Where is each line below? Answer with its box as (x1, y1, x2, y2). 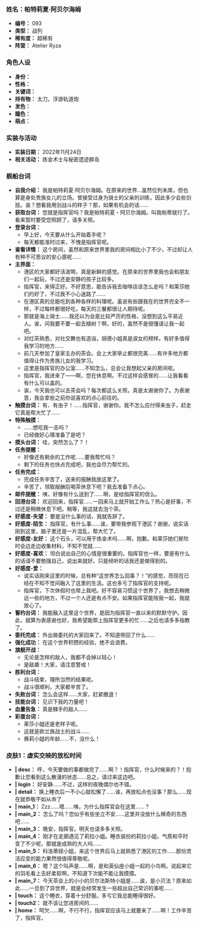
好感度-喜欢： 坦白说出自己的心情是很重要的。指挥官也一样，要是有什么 (14, 550, 191, 557)
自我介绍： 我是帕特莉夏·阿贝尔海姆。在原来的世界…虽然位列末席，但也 (14, 187, 188, 194)
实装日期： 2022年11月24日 (14, 148, 82, 155)
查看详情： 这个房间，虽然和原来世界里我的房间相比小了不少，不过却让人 (14, 246, 193, 253)
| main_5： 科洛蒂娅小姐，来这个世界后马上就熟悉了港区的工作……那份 (14, 848, 187, 855)
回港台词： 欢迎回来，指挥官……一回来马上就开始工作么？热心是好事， (14, 498, 187, 505)
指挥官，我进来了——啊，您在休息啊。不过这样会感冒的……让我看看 (23, 372, 188, 379)
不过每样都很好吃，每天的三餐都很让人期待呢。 (34, 305, 149, 313)
